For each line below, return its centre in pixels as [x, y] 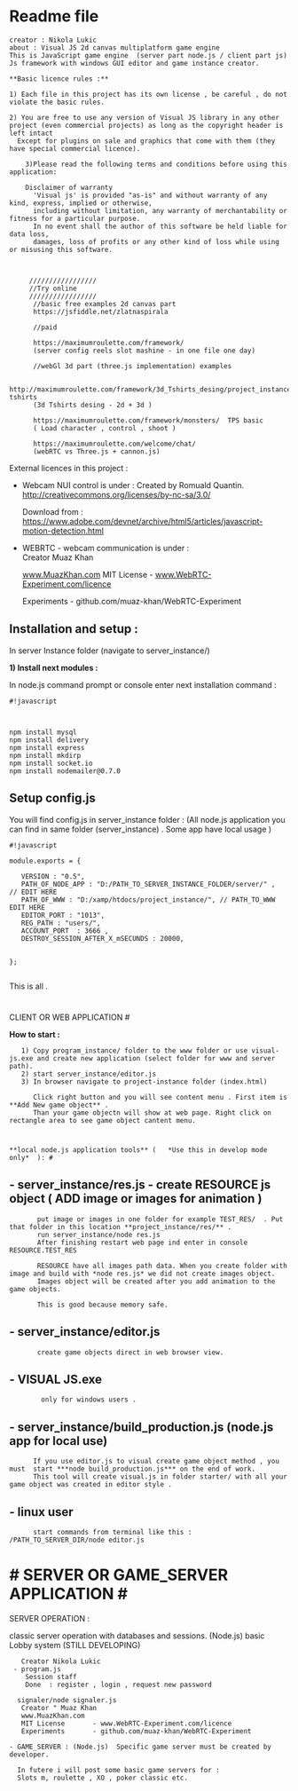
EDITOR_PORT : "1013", [63, 915]
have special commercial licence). [75, 148]
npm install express [47, 747]
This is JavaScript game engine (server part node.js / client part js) [149, 55]
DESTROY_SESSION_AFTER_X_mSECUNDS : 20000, [102, 938]
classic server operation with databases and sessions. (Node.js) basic [137, 1636]
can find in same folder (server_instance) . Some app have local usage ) [141, 829]
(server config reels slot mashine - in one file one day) [144, 351]
